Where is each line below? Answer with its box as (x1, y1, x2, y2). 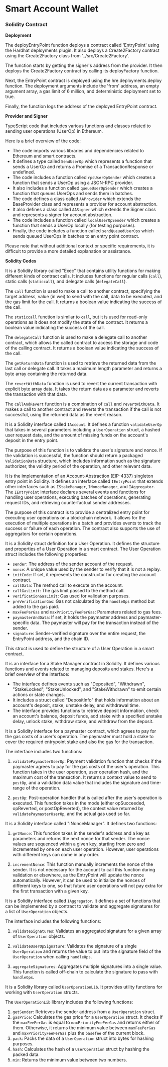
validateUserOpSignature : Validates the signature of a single (12, 943, 137, 949)
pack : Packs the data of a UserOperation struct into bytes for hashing (12, 1035, 154, 1041)
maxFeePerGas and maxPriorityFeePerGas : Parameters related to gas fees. (12, 609, 162, 615)
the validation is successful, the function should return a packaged (5, 453, 143, 459)
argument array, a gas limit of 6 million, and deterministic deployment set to (5, 88, 161, 95)
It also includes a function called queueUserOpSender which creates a (12, 185, 153, 191)
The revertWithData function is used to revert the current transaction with (5, 381, 157, 387)
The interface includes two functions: (5, 749, 83, 755)
